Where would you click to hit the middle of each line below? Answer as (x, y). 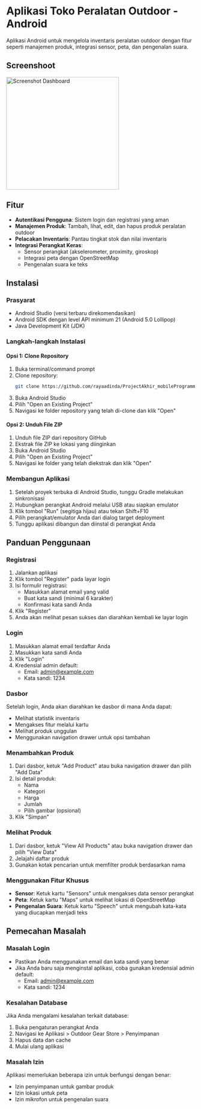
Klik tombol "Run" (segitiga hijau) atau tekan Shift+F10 (82, 511)
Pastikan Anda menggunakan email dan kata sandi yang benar (92, 961)
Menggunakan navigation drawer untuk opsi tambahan (82, 738)
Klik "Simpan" (32, 817)
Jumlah (33, 804)
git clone (27, 386)
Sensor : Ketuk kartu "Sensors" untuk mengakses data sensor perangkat (104, 893)
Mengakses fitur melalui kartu (52, 725)
